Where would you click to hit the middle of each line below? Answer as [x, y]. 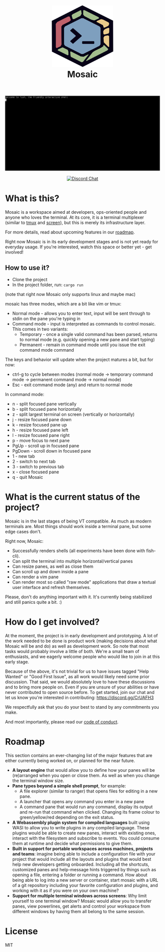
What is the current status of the [73, 497]
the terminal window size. [38, 781]
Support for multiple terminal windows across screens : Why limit [79, 895]
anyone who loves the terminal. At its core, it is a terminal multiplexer [75, 217]
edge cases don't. [23, 531]
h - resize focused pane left [40, 430]
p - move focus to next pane [41, 440]
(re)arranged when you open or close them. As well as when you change [86, 775]
